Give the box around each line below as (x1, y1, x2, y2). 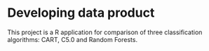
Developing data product (7, 5, 155, 21)
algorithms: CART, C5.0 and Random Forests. (7, 35, 138, 43)
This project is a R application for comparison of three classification (7, 28, 203, 36)
